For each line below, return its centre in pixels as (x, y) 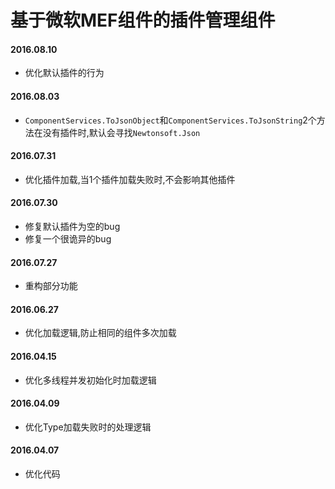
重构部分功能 (51, 286)
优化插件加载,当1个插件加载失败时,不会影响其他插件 (130, 179)
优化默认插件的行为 (64, 73)
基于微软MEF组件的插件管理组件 (143, 20)
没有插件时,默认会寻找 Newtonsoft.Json (121, 132)
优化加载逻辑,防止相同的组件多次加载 (100, 333)
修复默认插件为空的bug (72, 226)
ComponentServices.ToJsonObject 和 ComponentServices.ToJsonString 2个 (170, 120)
